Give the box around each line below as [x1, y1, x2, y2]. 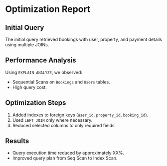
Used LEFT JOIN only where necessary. [12, 117, 93, 123]
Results [5, 137, 29, 145]
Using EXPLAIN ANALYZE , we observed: [5, 69, 83, 75]
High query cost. [12, 84, 47, 90]
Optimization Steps [5, 98, 66, 107]
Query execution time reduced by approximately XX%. [12, 150, 125, 156]
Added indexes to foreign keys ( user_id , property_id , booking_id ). [12, 112, 149, 118]
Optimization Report [5, 3, 91, 15]
